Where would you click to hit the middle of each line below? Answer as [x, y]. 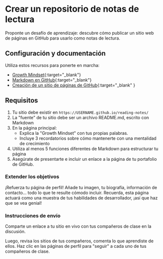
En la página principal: [34, 128]
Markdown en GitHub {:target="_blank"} [52, 80]
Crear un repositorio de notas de [72, 9]
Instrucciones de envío [33, 216]
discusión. [15, 232]
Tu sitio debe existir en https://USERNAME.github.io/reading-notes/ [80, 112]
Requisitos [21, 100]
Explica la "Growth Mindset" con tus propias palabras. [74, 133]
